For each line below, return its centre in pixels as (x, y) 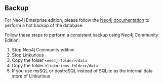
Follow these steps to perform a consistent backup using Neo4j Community (81, 35)
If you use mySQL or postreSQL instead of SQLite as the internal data (82, 71)
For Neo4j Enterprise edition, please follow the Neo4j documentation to (77, 20)
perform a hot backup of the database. (44, 25)
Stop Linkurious (28, 55)
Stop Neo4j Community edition (43, 49)
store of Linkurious (31, 76)
